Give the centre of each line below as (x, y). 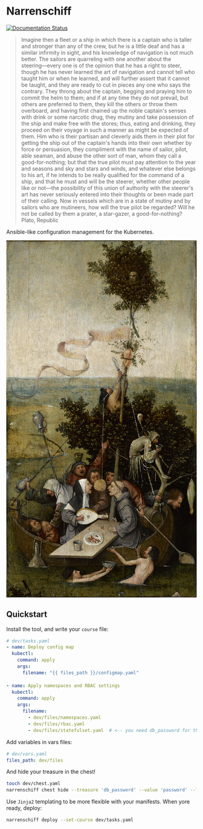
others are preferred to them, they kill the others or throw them (99, 104)
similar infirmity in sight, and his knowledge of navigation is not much (107, 52)
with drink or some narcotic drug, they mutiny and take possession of (108, 117)
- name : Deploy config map (40, 647)
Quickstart (27, 615)
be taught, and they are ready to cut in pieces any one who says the (106, 85)
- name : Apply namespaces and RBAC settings (63, 686)
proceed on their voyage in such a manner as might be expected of (105, 130)
